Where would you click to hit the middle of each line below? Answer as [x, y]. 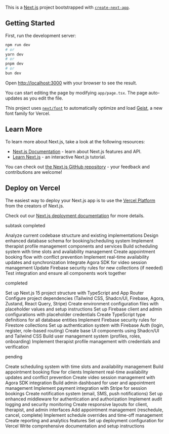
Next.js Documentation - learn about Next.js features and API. [77, 151]
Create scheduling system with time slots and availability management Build [84, 366]
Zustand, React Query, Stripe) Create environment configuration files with [82, 303]
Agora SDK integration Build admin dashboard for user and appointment [80, 383]
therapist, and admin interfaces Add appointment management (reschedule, [84, 410]
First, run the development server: [41, 36]
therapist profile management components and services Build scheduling [81, 246]
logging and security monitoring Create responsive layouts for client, [77, 404]
